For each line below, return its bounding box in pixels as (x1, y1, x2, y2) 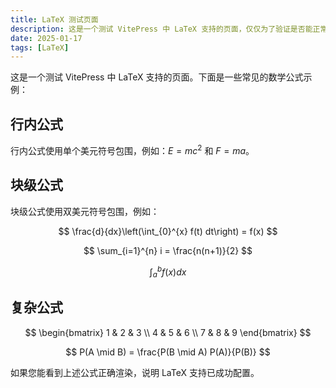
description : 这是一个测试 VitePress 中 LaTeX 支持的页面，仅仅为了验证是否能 (10, 24, 313, 34)
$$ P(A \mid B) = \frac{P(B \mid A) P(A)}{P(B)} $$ (65, 346, 271, 358)
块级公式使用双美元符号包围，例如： (10, 205, 160, 217)
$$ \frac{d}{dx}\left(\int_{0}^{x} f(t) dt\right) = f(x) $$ (58, 225, 278, 237)
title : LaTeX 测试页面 (10, 14, 99, 25)
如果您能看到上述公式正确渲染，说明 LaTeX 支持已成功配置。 (10, 366, 260, 378)
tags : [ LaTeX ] (10, 42, 70, 53)
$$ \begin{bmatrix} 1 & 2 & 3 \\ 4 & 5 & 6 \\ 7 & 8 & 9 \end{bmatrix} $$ (24, 326, 312, 338)
